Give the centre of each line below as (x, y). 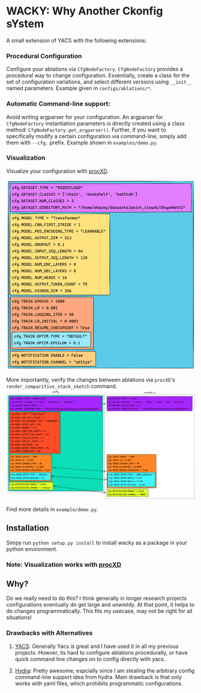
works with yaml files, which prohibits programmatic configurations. (99, 683)
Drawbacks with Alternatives (49, 633)
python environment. (32, 549)
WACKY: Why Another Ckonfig (85, 11)
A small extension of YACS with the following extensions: (76, 40)
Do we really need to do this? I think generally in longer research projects (97, 598)
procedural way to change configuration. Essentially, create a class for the (98, 76)
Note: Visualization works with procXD (64, 564)
